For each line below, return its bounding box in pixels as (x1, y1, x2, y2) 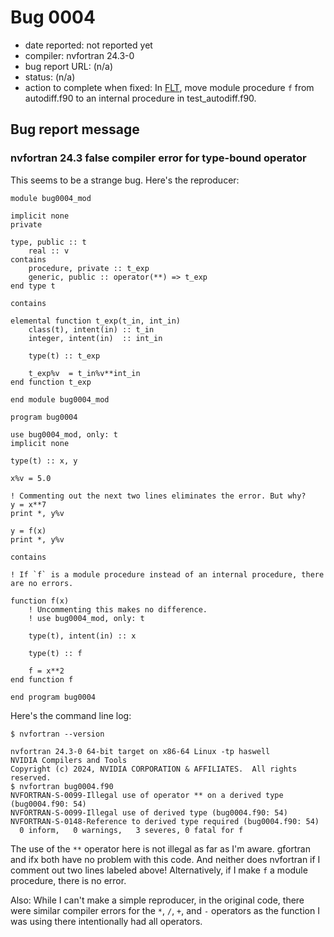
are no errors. (10, 578, 74, 588)
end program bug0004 (10, 692, 97, 702)
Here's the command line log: (10, 709, 132, 721)
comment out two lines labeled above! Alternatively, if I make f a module (10, 864, 308, 876)
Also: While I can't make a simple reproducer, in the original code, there (10, 894, 305, 906)
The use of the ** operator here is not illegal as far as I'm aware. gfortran (10, 842, 311, 855)
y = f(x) (10, 526, 47, 536)
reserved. (10, 772, 52, 783)
